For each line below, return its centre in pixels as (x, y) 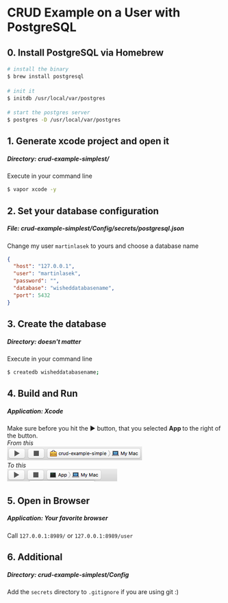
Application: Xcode (35, 411)
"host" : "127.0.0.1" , (44, 266)
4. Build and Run (42, 394)
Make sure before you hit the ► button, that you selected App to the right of (114, 429)
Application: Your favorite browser (58, 518)
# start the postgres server (49, 113)
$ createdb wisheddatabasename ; (53, 372)
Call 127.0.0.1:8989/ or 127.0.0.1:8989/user (70, 535)
